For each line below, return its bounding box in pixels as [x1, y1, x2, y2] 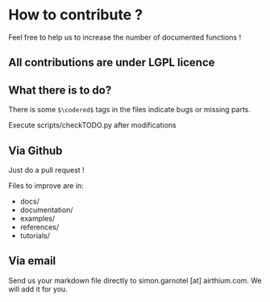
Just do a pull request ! [8, 165, 85, 174]
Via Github [8, 144, 63, 157]
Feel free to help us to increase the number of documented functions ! [8, 32, 242, 42]
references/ [19, 222, 59, 232]
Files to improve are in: [8, 180, 85, 191]
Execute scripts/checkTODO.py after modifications [8, 120, 177, 130]
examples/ [19, 213, 55, 223]
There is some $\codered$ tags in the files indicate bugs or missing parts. [8, 105, 251, 115]
